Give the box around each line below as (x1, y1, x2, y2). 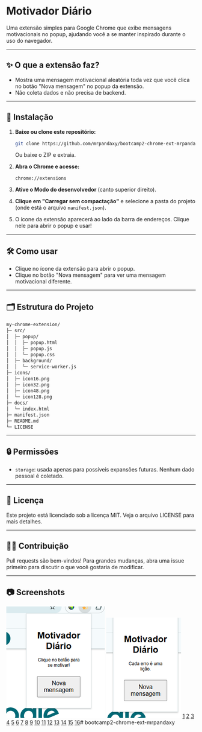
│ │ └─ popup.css (6, 352, 55, 358)
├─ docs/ (6, 400, 28, 406)
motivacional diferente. (14, 278, 72, 285)
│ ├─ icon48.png (6, 388, 50, 394)
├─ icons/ (6, 370, 31, 376)
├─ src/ (6, 327, 26, 334)
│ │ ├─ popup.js (6, 345, 52, 352)
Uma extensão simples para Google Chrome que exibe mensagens (6, 24, 172, 31)
